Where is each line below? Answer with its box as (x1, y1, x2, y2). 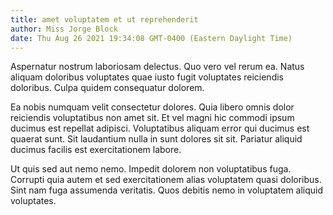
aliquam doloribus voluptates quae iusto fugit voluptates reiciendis (10, 71, 284, 83)
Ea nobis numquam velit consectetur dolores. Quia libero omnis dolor (10, 101, 295, 113)
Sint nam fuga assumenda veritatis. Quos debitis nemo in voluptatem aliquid (10, 184, 324, 196)
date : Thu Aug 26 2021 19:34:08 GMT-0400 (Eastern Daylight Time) (10, 33, 293, 43)
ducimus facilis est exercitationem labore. (10, 144, 182, 156)
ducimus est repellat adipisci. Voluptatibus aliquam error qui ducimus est (10, 122, 310, 135)
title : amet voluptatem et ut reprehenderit (10, 14, 199, 25)
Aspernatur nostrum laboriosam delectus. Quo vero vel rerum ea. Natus (10, 61, 305, 73)
